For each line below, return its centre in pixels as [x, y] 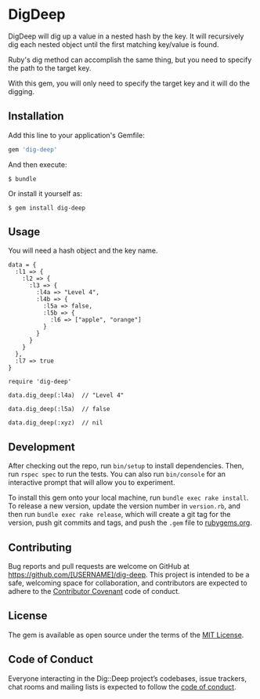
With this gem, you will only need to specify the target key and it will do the [129, 83]
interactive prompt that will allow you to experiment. [92, 482]
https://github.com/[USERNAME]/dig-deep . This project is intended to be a [129, 575]
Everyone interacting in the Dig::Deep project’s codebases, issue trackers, [127, 678]
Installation [36, 116]
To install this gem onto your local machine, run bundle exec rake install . [128, 498]
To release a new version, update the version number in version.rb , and [125, 506]
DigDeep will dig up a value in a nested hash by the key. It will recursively [126, 36]
